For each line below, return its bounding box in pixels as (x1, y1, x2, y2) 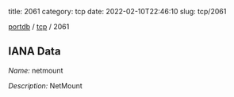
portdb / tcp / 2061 (8, 22, 70, 31)
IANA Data (8, 45, 61, 58)
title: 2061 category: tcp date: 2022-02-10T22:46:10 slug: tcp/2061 (8, 7, 227, 16)
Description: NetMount (8, 80, 83, 90)
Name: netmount (8, 65, 63, 75)
